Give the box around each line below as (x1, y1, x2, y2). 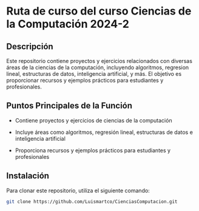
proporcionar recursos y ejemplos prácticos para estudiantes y (6, 77, 164, 84)
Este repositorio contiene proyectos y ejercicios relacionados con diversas (6, 58, 193, 64)
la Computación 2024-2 (6, 17, 129, 31)
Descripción (6, 41, 53, 52)
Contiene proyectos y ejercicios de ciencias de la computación (15, 116, 172, 124)
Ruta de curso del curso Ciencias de (6, 4, 192, 18)
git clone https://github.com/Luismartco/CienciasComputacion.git (6, 198, 178, 204)
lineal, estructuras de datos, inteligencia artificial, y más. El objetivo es (6, 70, 182, 77)
